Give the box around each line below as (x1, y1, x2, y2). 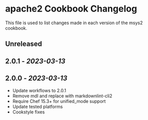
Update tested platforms (12, 103, 63, 109)
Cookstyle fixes (12, 109, 45, 115)
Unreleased (5, 40, 43, 48)
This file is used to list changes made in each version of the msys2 (5, 20, 143, 26)
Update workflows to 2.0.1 (12, 87, 67, 93)
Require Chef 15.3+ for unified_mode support (12, 98, 106, 104)
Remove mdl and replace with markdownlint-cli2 (12, 93, 112, 99)
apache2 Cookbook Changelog (5, 3, 137, 15)
